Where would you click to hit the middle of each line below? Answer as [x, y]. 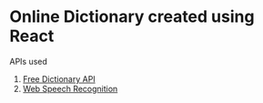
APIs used [29, 61]
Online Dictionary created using [132, 17]
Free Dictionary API [59, 78]
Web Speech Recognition [70, 88]
